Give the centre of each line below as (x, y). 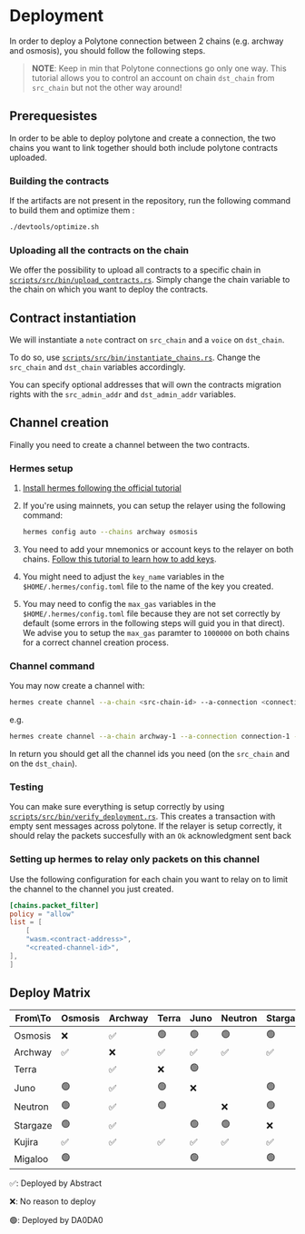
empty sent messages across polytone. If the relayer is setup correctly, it (146, 826)
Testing (26, 787)
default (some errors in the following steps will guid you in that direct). (154, 623)
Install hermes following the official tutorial (102, 488)
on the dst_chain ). (44, 763)
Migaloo (31, 1159)
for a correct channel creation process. (96, 642)
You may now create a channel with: (77, 686)
